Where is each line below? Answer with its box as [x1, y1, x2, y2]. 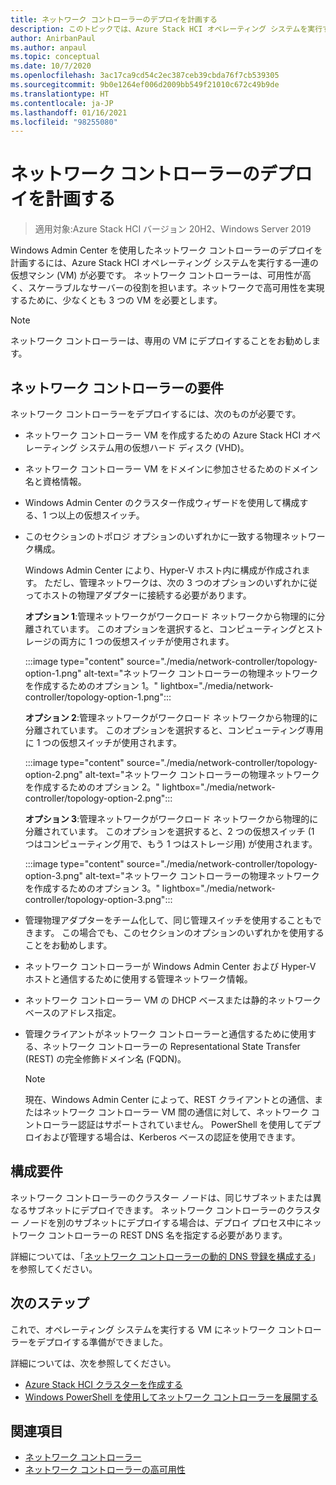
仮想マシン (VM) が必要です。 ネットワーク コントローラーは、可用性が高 [10, 269, 312, 281]
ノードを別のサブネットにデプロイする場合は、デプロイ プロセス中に [21, 1216, 305, 1228]
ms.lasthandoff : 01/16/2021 [10, 107, 128, 118]
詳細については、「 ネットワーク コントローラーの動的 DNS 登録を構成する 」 [10, 1250, 321, 1262]
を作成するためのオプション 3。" [24, 882, 160, 894]
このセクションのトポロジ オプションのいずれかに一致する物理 [24, 531, 282, 542]
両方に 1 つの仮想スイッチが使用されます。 [59, 636, 235, 647]
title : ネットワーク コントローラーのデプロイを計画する [10, 14, 218, 25]
